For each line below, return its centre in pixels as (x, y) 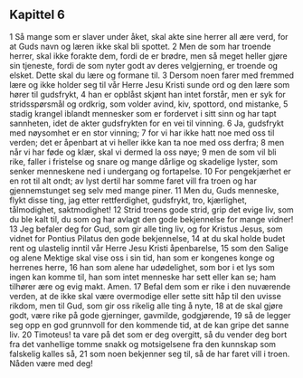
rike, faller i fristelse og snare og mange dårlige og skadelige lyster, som (144, 161)
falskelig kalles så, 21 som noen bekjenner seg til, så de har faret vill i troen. (150, 354)
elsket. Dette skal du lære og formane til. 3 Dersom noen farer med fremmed (152, 75)
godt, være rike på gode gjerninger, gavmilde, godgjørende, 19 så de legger (150, 315)
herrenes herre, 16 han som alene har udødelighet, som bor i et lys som (142, 267)
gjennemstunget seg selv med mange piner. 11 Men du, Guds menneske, (144, 190)
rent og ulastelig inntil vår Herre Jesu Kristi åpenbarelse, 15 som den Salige (149, 248)
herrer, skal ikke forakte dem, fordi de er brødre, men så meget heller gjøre (148, 56)
